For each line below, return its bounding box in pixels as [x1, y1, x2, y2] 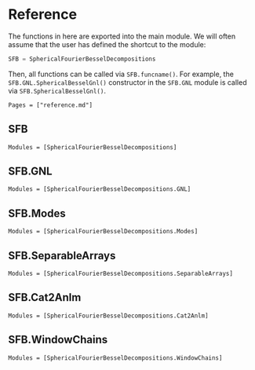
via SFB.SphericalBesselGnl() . [8, 86, 106, 95]
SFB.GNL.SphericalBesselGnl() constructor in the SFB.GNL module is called [8, 77, 247, 87]
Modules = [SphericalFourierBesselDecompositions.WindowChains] [8, 354, 223, 362]
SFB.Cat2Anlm [8, 291, 82, 304]
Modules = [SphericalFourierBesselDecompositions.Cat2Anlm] [8, 312, 209, 320]
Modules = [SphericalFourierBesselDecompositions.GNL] [8, 185, 191, 193]
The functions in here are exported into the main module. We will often [8, 31, 236, 41]
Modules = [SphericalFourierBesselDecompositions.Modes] [8, 228, 199, 236]
